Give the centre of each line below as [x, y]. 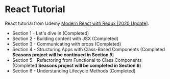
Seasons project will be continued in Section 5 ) [63, 55]
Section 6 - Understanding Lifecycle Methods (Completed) [74, 71]
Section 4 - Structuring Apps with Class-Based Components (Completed [89, 49]
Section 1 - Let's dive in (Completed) [51, 33]
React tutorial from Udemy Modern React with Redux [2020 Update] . [77, 23]
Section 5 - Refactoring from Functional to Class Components [77, 60]
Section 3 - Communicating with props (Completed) [67, 44]
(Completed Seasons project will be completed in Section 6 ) [77, 65]
